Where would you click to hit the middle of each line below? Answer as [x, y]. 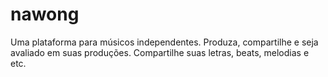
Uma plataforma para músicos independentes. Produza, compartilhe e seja [164, 42]
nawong [45, 14]
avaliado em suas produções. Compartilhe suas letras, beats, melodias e [160, 52]
